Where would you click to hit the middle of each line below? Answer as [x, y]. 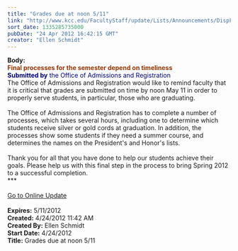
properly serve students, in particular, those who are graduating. [101, 98]
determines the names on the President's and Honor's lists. [94, 143]
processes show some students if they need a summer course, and [106, 136]
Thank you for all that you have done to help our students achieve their [110, 158]
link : [15, 21]
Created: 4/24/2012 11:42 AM [51, 218]
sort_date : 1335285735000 [45, 27]
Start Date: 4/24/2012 [40, 233]
